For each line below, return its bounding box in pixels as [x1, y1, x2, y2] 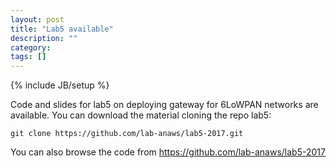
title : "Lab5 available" [10, 24, 114, 34]
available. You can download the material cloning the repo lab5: [10, 109, 272, 121]
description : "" [10, 33, 78, 43]
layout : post [10, 14, 65, 25]
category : [10, 42, 52, 53]
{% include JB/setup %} [10, 79, 110, 91]
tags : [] [10, 52, 47, 62]
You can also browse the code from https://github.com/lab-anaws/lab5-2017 [10, 146, 326, 158]
